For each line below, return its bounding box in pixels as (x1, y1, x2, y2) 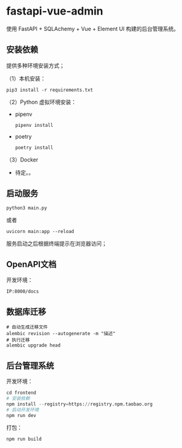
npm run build (6, 436, 42, 443)
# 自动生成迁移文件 (6, 324, 48, 330)
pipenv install (15, 122, 54, 128)
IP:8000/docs (6, 288, 39, 295)
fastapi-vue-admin (6, 4, 103, 18)
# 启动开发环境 (6, 407, 39, 413)
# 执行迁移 (6, 337, 30, 344)
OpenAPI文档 (6, 259, 57, 270)
